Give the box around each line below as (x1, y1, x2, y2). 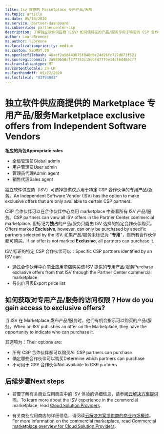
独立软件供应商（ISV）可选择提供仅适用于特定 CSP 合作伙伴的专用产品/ (5, 186, 149, 193)
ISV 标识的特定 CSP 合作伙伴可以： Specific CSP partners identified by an (5, 248, 152, 254)
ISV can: (5, 254, 22, 259)
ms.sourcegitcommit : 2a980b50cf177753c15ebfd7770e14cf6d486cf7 (5, 57, 137, 62)
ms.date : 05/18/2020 (5, 16, 47, 21)
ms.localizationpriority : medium (5, 43, 73, 48)
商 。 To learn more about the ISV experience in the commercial (12, 397, 138, 403)
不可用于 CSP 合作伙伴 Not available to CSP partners (12, 361, 117, 367)
